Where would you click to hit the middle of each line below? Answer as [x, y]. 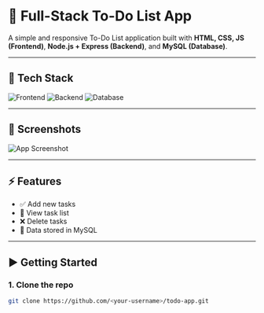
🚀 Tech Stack [41, 78]
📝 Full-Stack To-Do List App [100, 16]
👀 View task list [44, 213]
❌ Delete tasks [43, 221]
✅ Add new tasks [48, 204]
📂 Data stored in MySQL [59, 230]
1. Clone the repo [41, 285]
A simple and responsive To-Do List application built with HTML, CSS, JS [126, 38]
